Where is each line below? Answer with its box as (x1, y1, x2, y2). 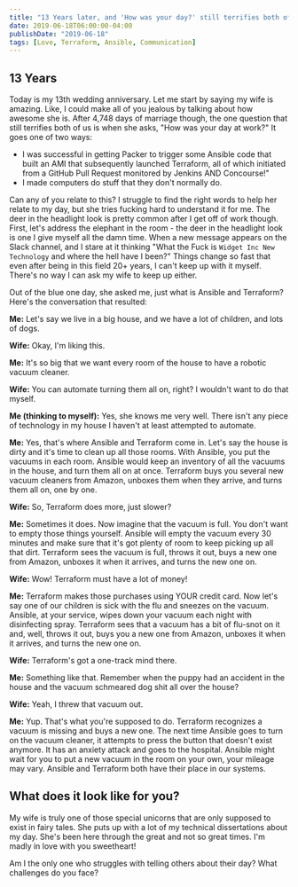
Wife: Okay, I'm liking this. (9, 341, 106, 351)
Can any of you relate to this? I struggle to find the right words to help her (9, 194, 278, 205)
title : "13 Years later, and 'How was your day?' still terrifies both (9, 12, 279, 22)
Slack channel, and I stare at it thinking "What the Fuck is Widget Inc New (9, 241, 275, 253)
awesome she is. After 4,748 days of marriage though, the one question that (9, 113, 288, 124)
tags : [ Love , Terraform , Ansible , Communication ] (9, 37, 197, 47)
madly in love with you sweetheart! (9, 840, 137, 852)
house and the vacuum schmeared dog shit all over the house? (9, 682, 239, 693)
